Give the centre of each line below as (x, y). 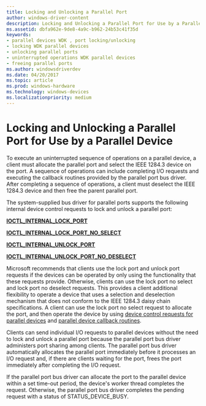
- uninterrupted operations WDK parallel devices (71, 58)
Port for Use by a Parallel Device (90, 141)
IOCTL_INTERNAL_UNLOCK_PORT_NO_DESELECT (71, 256)
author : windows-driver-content (48, 18)
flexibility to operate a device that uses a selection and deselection (91, 294)
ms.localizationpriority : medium (49, 98)
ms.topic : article (30, 80)
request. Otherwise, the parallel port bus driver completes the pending (95, 389)
